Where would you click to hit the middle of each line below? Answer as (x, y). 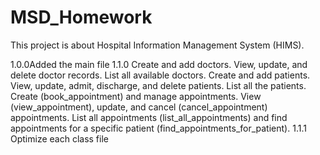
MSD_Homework (81, 17)
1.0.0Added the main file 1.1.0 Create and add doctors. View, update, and (159, 64)
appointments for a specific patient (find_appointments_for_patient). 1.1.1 (158, 128)
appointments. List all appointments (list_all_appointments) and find (149, 117)
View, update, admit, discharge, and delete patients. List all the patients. (158, 85)
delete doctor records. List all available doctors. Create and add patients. (160, 75)
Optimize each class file (59, 138)
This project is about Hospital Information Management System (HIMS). (157, 45)
